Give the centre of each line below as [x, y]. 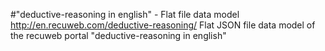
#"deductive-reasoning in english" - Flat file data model [125, 14]
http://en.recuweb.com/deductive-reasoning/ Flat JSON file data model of [163, 25]
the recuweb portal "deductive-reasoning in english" [118, 35]
